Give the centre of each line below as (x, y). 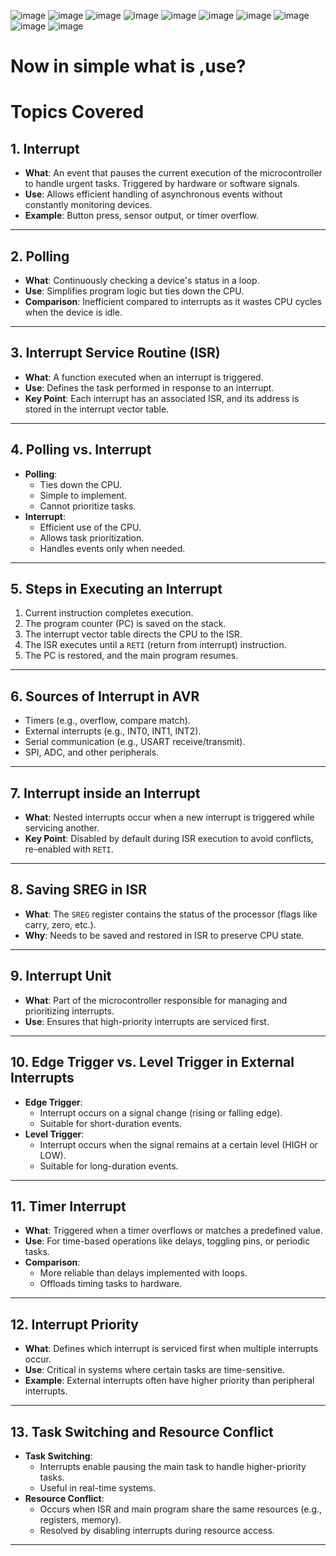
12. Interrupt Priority (74, 1324)
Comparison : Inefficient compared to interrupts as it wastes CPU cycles (173, 301)
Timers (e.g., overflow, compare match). (107, 721)
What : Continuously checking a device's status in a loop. (142, 280)
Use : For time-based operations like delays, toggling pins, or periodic (167, 1241)
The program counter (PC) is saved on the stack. (125, 624)
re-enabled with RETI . (69, 849)
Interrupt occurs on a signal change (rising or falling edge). (161, 1112)
